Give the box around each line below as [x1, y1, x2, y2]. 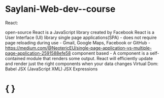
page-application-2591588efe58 [5, 50, 71, 56]
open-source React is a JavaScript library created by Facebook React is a [5, 29, 155, 35]
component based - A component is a [72, 50, 149, 56]
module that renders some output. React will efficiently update [26, 55, 153, 61]
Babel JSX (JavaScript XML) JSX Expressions [5, 65, 98, 72]
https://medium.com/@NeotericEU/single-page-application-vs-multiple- [5, 45, 152, 51]
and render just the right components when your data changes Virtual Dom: [5, 61, 159, 66]
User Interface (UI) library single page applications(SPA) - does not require [5, 34, 157, 40]
